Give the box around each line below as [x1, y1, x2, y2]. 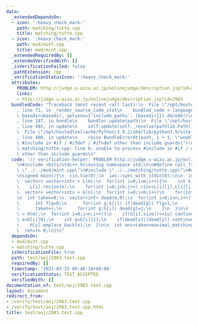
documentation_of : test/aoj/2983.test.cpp [6, 282, 112, 288]
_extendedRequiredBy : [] [11, 52, 72, 58]
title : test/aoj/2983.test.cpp [6, 310, 83, 316]
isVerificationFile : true [11, 250, 75, 256]
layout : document [6, 288, 49, 294]
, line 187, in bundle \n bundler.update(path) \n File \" [16, 118, 170, 124]
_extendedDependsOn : [11, 14, 62, 20]
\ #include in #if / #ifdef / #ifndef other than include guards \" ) [16, 140, 189, 146]
